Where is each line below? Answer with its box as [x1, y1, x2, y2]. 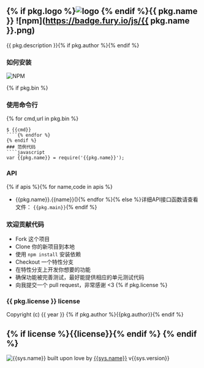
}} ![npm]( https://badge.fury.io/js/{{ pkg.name [6, 16, 190, 26]
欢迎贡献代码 [6, 220, 45, 229]
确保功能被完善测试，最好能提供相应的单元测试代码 [15, 274, 145, 281]
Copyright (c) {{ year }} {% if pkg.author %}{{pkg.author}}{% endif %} [6, 311, 184, 318]
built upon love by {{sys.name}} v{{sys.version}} [47, 355, 170, 362]
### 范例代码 [6, 144, 36, 150]
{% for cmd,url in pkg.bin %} [6, 115, 79, 123]
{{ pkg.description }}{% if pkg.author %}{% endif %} [6, 41, 140, 49]
